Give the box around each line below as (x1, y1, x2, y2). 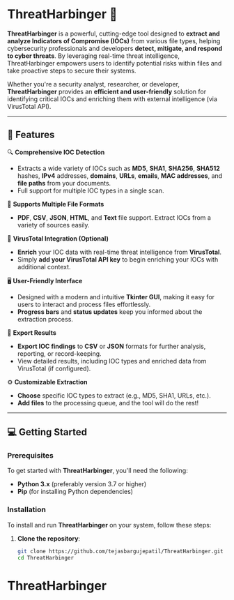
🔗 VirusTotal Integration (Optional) (7, 234, 109, 243)
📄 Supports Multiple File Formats (7, 200, 104, 208)
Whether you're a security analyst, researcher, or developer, (7, 80, 180, 88)
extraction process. (17, 315, 73, 323)
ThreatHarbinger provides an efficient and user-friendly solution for (7, 87, 207, 96)
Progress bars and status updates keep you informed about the (17, 307, 203, 316)
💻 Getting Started (7, 426, 87, 438)
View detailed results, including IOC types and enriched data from (17, 357, 207, 365)
